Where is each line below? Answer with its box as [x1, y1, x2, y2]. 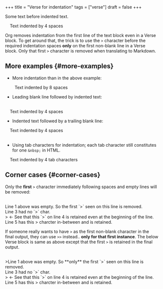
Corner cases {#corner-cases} [5, 171, 101, 179]
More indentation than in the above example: [12, 75, 102, 81]
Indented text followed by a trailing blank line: [12, 118, 104, 124]
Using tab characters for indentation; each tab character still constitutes [12, 142, 157, 148]
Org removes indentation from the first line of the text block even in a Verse [5, 33, 156, 38]
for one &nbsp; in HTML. [12, 147, 61, 153]
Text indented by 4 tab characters [9, 156, 78, 162]
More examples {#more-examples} [5, 62, 114, 70]
